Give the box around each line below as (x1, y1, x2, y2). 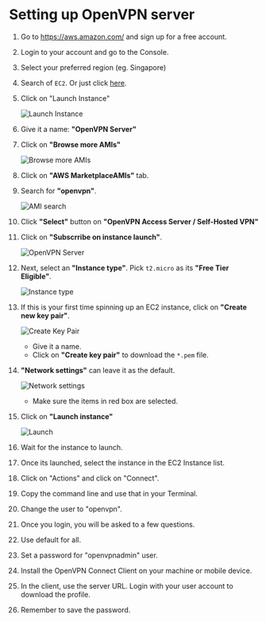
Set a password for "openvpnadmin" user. (20, 550, 158, 560)
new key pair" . (20, 310, 70, 320)
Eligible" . (20, 271, 52, 281)
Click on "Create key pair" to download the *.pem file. (32, 350, 209, 360)
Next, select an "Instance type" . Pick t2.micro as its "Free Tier (20, 262, 229, 272)
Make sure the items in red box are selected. (32, 396, 178, 406)
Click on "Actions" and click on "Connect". (20, 473, 160, 483)
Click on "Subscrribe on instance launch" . (20, 232, 163, 242)
